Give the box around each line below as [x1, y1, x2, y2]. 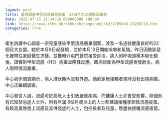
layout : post [5, 7, 32, 12]
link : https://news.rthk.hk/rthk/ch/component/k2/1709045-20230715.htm [5, 21, 157, 26]
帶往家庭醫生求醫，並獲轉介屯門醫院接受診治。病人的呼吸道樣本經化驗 [13, 53, 158, 59]
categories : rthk [5, 26, 41, 31]
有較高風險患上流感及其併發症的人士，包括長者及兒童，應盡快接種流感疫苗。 [5, 105, 163, 111]
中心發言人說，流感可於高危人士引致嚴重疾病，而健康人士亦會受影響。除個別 [5, 93, 163, 99]
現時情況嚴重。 [9, 65, 40, 71]
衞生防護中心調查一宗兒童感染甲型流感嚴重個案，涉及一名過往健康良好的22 [5, 40, 160, 46]
